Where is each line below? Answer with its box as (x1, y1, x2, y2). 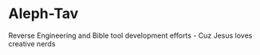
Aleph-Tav (8, 5, 79, 23)
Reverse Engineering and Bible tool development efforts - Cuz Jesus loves (8, 31, 253, 40)
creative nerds (8, 38, 56, 48)
